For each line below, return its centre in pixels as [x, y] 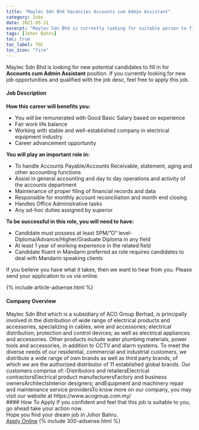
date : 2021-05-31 [28, 23]
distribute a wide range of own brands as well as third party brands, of [92, 358]
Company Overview [31, 301]
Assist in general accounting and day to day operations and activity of [100, 178]
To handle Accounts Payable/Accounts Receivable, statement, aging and [103, 166]
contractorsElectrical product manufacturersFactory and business [86, 377]
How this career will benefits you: [48, 106]
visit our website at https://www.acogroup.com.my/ [69, 396]
